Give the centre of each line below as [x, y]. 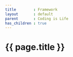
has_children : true [26, 23]
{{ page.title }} [35, 47]
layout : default [29, 14]
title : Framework [31, 9]
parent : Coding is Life [37, 19]
